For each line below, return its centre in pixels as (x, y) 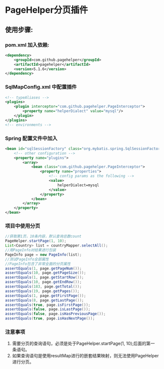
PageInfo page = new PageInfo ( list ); (43, 255)
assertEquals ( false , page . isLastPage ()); (48, 309)
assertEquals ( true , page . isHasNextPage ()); (50, 319)
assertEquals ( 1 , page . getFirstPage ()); (46, 295)
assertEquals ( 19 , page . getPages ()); (42, 291)
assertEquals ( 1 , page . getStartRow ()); (44, 277)
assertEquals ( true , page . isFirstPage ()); (48, 305)
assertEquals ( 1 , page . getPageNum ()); (43, 268)
